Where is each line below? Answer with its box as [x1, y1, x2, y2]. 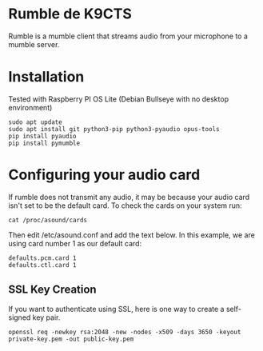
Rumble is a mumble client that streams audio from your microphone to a [8, 31, 248, 41]
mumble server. [8, 39, 60, 49]
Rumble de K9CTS [8, 5, 132, 23]
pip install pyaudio [8, 132, 78, 140]
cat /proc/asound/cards [8, 216, 88, 224]
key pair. [32, 313, 61, 322]
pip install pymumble [8, 139, 81, 147]
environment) [8, 102, 53, 112]
